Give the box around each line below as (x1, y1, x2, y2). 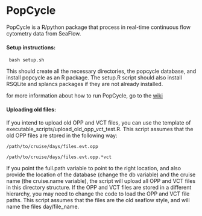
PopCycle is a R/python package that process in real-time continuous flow (6, 23, 191, 31)
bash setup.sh (8, 57, 45, 63)
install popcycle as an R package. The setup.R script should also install (6, 74, 182, 81)
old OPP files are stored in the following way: (6, 132, 118, 139)
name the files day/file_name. (6, 203, 80, 211)
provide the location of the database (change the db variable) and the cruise (6, 171, 196, 178)
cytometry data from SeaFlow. (6, 29, 81, 37)
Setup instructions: (6, 43, 56, 51)
